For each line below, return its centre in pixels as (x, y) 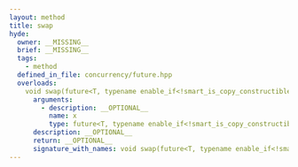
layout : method (37, 17)
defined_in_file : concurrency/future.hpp (95, 75)
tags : (27, 58)
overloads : (37, 83)
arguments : (53, 99)
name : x (63, 116)
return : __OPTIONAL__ (73, 140)
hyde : (19, 34)
